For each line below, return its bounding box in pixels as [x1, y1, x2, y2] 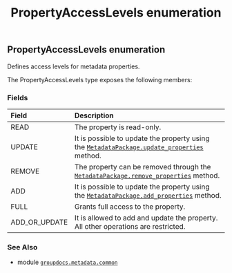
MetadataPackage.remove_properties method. [75, 171, 220, 180]
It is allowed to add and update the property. [75, 213, 218, 223]
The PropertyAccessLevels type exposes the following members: [7, 75, 193, 84]
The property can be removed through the [75, 162, 211, 171]
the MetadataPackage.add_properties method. [75, 190, 222, 200]
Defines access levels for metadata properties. [7, 62, 140, 70]
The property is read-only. [75, 122, 162, 132]
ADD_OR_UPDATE [10, 217, 68, 227]
